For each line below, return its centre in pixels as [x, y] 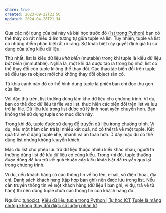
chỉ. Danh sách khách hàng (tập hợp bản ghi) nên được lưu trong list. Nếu [80, 180]
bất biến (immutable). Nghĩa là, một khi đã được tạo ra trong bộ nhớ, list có [81, 64]
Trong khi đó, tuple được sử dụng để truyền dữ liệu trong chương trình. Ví [80, 124]
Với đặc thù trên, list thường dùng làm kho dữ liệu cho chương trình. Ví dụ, [80, 99]
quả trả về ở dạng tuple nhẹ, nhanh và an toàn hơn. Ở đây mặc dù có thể [79, 135]
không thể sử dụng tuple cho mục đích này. [50, 114]
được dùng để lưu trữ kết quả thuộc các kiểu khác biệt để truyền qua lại [78, 160]
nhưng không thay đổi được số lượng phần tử [51, 206]
